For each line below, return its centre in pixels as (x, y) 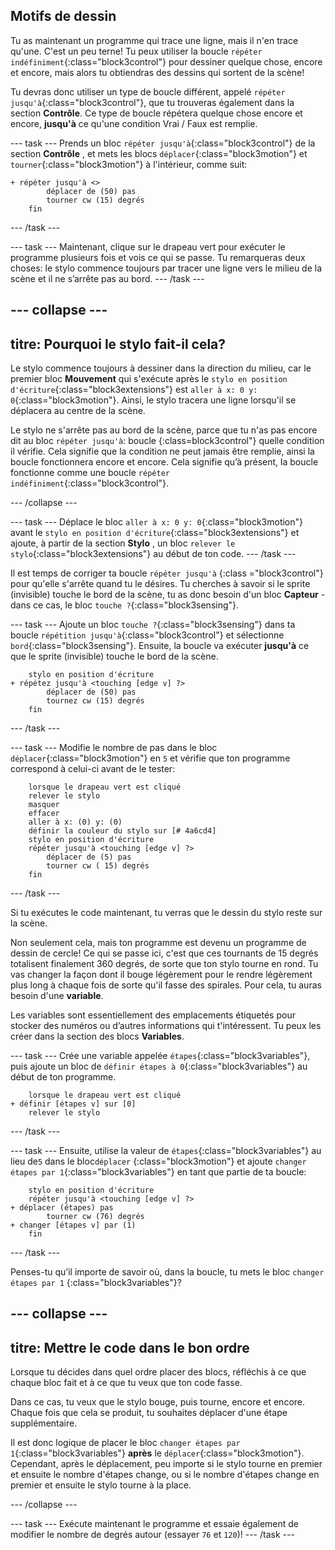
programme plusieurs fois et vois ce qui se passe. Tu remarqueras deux (158, 257)
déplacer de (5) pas (89, 857)
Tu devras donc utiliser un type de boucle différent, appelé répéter (148, 91)
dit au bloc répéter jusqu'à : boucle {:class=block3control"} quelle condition (167, 441)
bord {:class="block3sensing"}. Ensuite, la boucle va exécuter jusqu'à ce (160, 646)
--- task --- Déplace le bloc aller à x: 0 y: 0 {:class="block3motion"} (157, 522)
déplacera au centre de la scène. (78, 411)
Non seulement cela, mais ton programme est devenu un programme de (158, 943)
